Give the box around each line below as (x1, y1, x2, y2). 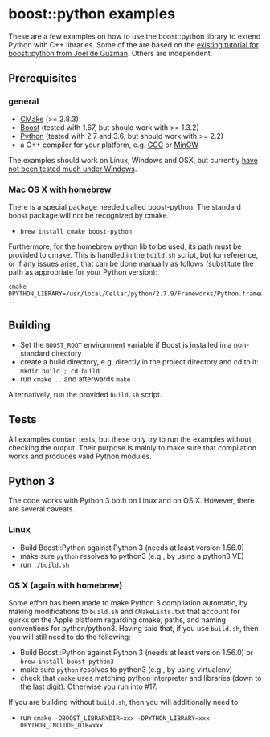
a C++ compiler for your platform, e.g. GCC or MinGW (19, 140, 199, 149)
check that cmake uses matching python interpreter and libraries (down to (19, 673, 262, 682)
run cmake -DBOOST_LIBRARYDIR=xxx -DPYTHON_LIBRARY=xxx (19, 712, 211, 723)
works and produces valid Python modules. (8, 451, 152, 461)
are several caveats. (8, 504, 75, 514)
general (8, 96, 39, 107)
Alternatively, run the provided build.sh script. (8, 389, 162, 399)
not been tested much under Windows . (8, 164, 137, 173)
